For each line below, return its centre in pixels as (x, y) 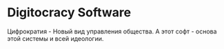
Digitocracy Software (69, 13)
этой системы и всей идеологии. (55, 38)
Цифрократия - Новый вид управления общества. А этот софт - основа (112, 31)
